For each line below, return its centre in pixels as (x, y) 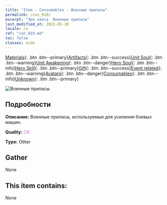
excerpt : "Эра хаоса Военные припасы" (47, 19)
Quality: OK (18, 132)
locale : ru (17, 29)
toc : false (17, 38)
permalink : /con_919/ (28, 15)
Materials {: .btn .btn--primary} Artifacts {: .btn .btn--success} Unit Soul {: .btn (84, 57)
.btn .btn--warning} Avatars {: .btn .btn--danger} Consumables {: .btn (75, 73)
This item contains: (36, 186)
